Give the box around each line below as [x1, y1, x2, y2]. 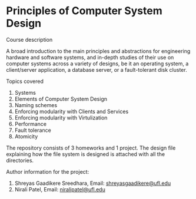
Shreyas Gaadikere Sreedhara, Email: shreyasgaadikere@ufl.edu [14, 180, 171, 187]
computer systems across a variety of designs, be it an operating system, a [6, 60, 189, 67]
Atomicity [14, 132, 38, 140]
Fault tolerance [14, 127, 51, 134]
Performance [14, 120, 47, 127]
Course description [6, 36, 53, 43]
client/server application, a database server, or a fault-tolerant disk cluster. [6, 66, 187, 73]
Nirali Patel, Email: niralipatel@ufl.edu [14, 185, 106, 193]
